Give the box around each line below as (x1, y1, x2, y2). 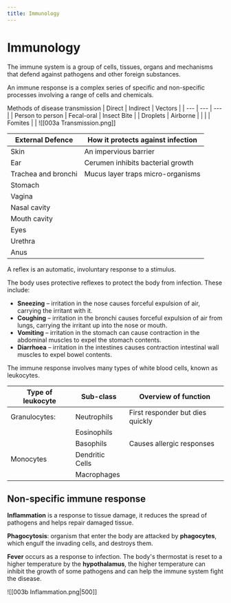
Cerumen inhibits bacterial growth (84, 158, 194, 167)
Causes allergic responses (129, 438, 214, 448)
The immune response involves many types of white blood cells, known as (7, 363, 218, 372)
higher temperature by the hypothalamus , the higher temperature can (7, 560, 206, 569)
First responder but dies (129, 407, 207, 417)
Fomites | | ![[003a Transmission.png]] (7, 119, 116, 127)
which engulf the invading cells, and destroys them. (7, 539, 153, 548)
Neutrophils (75, 411, 113, 421)
